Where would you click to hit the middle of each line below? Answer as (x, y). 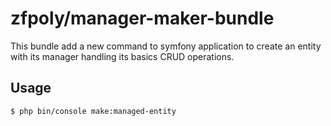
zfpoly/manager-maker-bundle (142, 18)
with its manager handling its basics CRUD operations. (122, 56)
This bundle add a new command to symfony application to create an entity (166, 46)
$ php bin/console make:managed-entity (93, 111)
